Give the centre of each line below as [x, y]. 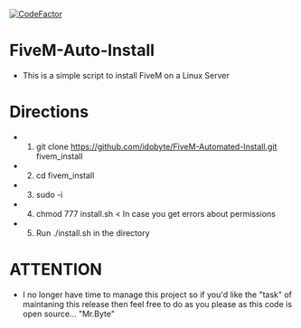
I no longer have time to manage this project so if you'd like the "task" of [157, 295]
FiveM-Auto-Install [82, 51]
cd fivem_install [65, 175]
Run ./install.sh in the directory [93, 233]
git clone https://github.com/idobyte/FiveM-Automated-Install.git [156, 146]
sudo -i [49, 194]
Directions [49, 112]
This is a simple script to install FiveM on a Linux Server [126, 75]
